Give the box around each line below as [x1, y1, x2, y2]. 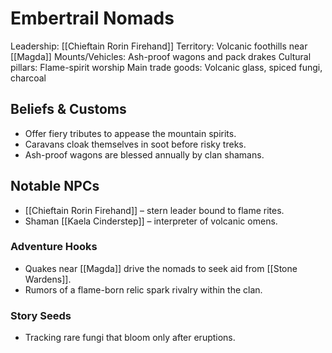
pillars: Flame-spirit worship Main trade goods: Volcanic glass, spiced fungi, [10, 61, 323, 73]
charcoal [10, 72, 47, 84]
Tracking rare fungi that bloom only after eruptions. [24, 332, 236, 344]
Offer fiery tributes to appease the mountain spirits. [24, 127, 237, 139]
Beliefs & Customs [10, 101, 127, 118]
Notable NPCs [10, 178, 100, 195]
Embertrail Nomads [10, 7, 175, 30]
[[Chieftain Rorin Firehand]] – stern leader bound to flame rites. [24, 204, 285, 216]
